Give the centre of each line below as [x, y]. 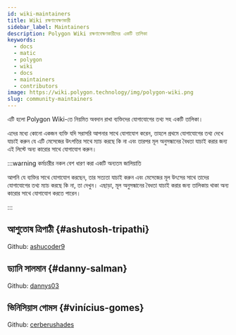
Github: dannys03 [33, 286]
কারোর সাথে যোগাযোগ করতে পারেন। [44, 193]
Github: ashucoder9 [36, 246]
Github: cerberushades [41, 324]
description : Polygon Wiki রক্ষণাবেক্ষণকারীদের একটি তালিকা [77, 33]
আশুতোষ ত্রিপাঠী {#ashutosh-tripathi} [79, 230]
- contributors [36, 86]
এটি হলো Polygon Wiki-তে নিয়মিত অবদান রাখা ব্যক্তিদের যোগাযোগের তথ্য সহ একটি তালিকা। [105, 119]
